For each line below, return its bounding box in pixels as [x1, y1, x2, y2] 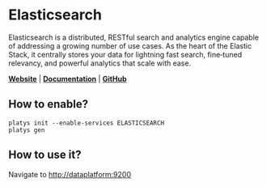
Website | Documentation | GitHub [8, 74, 127, 83]
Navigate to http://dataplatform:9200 [8, 169, 132, 179]
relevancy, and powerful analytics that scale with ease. [8, 58, 192, 68]
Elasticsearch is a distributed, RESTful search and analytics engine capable [8, 32, 259, 42]
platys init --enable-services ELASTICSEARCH [8, 119, 164, 127]
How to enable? [8, 97, 89, 111]
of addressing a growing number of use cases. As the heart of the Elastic [8, 40, 252, 50]
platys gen [8, 125, 45, 134]
